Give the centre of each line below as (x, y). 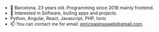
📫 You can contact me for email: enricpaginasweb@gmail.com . (77, 24)
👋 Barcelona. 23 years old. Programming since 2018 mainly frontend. (82, 8)
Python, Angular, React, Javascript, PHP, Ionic (58, 18)
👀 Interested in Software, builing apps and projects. (64, 13)
